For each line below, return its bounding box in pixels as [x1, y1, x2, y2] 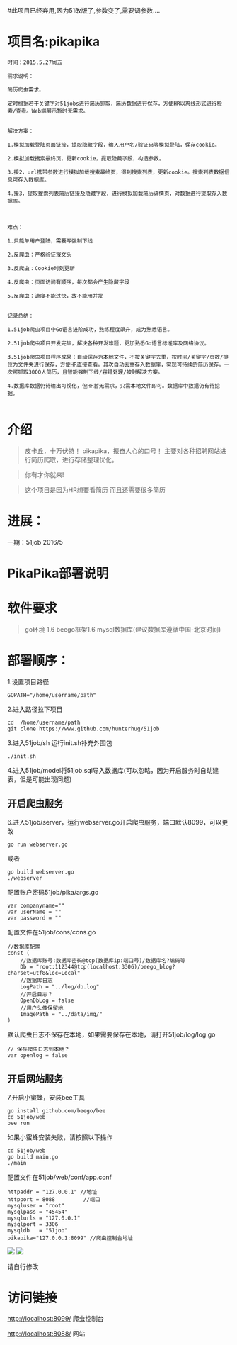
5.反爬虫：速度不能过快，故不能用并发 [7, 292, 104, 299]
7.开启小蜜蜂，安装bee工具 [7, 1093, 86, 1101]
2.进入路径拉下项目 [7, 705, 63, 713]
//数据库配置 [7, 943, 40, 950]
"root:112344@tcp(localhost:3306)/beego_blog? [35, 963, 175, 970]
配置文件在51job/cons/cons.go [7, 927, 96, 936]
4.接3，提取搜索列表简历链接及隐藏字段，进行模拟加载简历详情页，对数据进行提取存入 [7, 190, 223, 197]
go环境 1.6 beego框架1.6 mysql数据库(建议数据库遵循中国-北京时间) [24, 625, 221, 633]
